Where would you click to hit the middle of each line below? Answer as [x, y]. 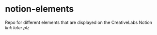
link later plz [17, 27]
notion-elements [39, 9]
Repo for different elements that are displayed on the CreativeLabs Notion [79, 22]
